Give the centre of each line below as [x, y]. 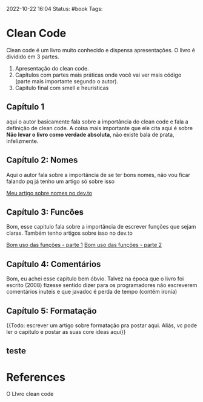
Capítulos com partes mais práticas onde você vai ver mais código [98, 75]
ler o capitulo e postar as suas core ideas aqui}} [66, 332]
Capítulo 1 [25, 107]
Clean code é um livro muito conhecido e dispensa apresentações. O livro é [101, 50]
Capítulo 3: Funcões [45, 212]
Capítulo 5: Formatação [52, 310]
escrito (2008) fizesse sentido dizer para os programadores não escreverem [102, 285]
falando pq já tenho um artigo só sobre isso [61, 181]
